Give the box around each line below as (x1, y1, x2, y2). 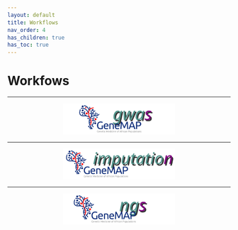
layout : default (7, 11, 55, 18)
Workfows (7, 73, 69, 89)
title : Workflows (7, 18, 59, 26)
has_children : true (7, 34, 65, 41)
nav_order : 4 (7, 26, 46, 33)
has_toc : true (7, 41, 50, 49)
